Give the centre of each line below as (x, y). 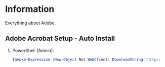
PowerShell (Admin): (33, 50)
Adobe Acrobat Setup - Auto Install (60, 38)
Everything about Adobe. (30, 23)
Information (30, 9)
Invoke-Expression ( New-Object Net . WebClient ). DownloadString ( (79, 60)
